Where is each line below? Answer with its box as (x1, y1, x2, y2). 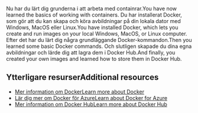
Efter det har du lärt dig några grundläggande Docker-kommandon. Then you (6, 37, 192, 43)
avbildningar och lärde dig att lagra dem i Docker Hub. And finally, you (6, 49, 176, 56)
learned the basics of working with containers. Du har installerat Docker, (6, 11, 182, 18)
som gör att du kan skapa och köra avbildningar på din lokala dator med (6, 18, 181, 24)
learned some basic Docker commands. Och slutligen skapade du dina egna (6, 43, 192, 50)
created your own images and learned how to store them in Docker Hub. (6, 56, 182, 62)
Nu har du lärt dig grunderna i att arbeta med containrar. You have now (6, 5, 177, 12)
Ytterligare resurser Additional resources (6, 72, 159, 82)
